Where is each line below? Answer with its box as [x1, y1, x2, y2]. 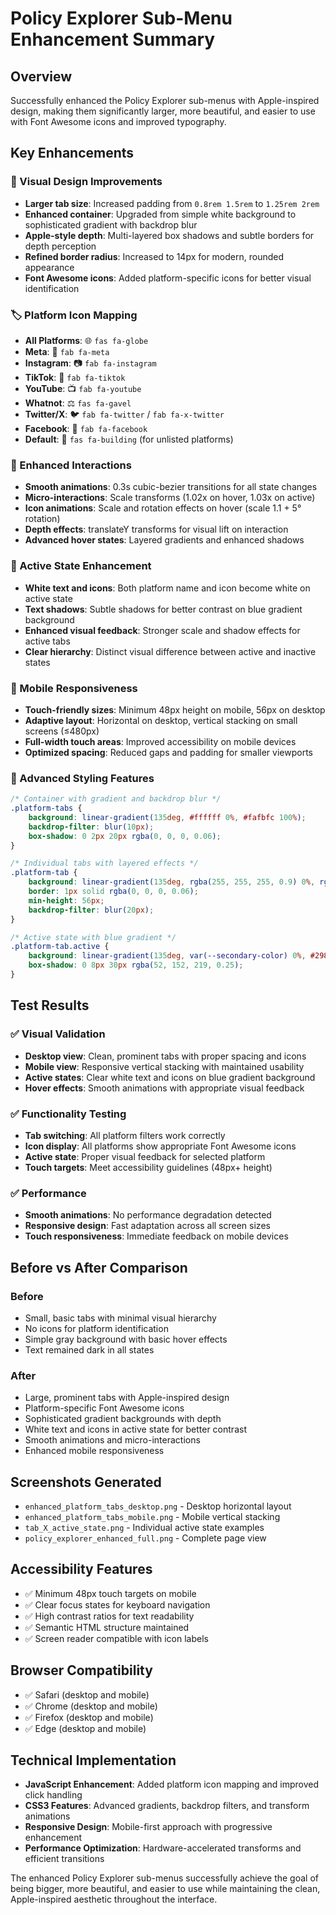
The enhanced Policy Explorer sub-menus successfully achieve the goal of [10, 1872, 319, 1884]
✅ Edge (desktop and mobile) [24, 1722, 147, 1734]
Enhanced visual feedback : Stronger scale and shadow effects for [24, 624, 301, 636]
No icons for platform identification [24, 1322, 169, 1334]
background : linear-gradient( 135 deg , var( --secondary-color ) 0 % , [28, 951, 307, 961]
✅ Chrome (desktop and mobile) [24, 1700, 158, 1712]
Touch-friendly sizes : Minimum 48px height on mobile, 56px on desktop [24, 703, 326, 716]
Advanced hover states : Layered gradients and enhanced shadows [24, 534, 305, 546]
